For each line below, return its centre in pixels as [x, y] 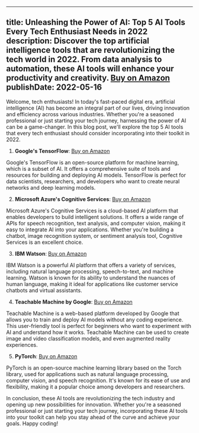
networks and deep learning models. [51, 187]
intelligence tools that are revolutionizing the [90, 50]
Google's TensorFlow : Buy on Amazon [62, 151]
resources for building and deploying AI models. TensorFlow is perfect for [96, 175]
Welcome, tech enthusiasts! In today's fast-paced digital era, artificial [91, 101]
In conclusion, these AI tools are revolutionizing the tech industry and [91, 398]
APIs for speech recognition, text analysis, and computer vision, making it [96, 223]
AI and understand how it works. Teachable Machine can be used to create [98, 332]
